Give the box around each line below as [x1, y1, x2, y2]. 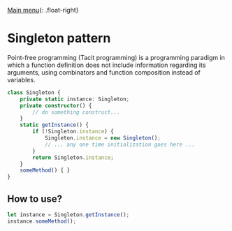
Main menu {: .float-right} [7, 6, 79, 14]
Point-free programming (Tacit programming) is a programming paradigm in [7, 53, 226, 61]
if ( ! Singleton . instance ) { [32, 128, 114, 135]
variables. [7, 75, 36, 84]
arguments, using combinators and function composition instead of [7, 68, 201, 76]
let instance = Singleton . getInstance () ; [7, 211, 130, 218]
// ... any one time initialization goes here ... [44, 141, 196, 148]
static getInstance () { [20, 121, 89, 128]
